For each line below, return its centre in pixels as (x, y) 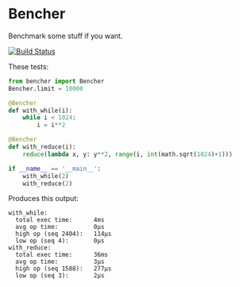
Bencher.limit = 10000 (46, 88)
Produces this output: (44, 199)
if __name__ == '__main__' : (55, 169)
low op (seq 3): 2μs (60, 276)
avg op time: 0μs (60, 227)
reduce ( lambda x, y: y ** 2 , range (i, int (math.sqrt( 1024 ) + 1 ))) (128, 154)
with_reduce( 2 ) (48, 184)
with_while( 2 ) (46, 176)
